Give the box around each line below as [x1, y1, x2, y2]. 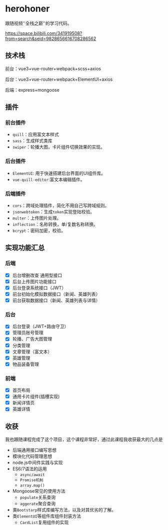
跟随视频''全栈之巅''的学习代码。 [5, 20, 72, 26]
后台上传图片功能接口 [12, 279, 56, 285]
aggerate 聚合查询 [19, 500, 56, 506]
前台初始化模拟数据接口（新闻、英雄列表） [12, 291, 100, 297]
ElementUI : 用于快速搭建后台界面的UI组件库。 [12, 170, 106, 176]
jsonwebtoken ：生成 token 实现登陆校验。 [12, 209, 95, 215]
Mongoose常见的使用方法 [12, 488, 66, 494]
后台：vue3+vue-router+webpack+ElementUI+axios [5, 76, 113, 82]
